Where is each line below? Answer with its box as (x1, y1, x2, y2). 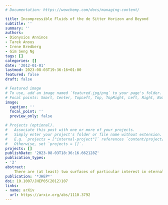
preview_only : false (9, 113, 52, 119)
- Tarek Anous (5, 39, 35, 45)
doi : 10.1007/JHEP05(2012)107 (5, 178, 68, 183)
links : (5, 183, 19, 188)
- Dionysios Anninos (5, 35, 48, 40)
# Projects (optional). (5, 123, 55, 128)
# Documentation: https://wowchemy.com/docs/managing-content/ (5, 7, 140, 12)
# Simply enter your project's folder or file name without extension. (5, 132, 162, 137)
